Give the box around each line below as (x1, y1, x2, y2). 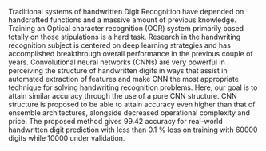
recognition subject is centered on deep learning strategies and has (8, 41, 232, 50)
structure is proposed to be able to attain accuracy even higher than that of (8, 99, 256, 109)
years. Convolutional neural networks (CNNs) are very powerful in (8, 57, 225, 67)
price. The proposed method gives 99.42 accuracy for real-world (8, 117, 224, 126)
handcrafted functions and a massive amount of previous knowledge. (8, 15, 237, 25)
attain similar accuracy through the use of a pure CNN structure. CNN (8, 91, 237, 100)
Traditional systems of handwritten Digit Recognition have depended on (8, 7, 244, 16)
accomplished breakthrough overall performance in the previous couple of (8, 49, 253, 58)
